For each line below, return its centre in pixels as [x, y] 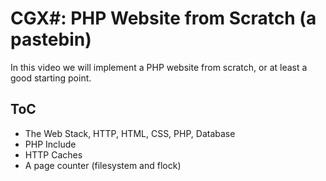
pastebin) [51, 39]
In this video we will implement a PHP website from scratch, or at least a [159, 67]
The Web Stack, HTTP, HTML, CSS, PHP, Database [130, 133]
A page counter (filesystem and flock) [103, 165]
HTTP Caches [53, 154]
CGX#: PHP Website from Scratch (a [163, 18]
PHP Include [50, 144]
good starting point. [51, 78]
